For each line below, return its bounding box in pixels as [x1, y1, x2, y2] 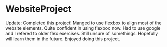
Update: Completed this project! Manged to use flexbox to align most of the [5, 20, 162, 26]
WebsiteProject [5, 3, 72, 15]
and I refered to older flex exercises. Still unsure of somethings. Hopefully [5, 30, 158, 36]
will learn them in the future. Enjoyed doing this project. [5, 36, 120, 42]
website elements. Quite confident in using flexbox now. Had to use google [5, 25, 161, 31]
